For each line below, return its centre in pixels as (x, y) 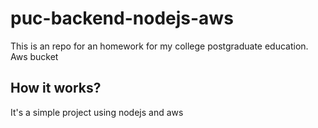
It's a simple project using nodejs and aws (97, 112)
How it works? (56, 88)
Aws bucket (34, 56)
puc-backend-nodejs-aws (122, 18)
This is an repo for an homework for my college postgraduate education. (159, 46)
